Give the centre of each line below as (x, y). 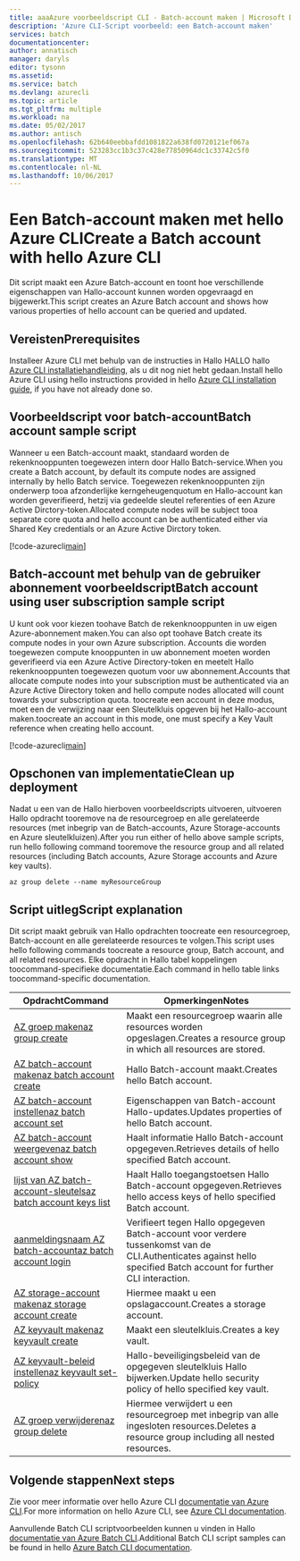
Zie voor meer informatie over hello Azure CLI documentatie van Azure (139, 1502)
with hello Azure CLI (85, 258)
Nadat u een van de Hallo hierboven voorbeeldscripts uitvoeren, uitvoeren (146, 809)
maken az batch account (64, 1076)
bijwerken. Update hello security (193, 1378)
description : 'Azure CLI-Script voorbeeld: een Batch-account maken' (142, 26)
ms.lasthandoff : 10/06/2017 (62, 175)
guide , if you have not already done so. (81, 389)
